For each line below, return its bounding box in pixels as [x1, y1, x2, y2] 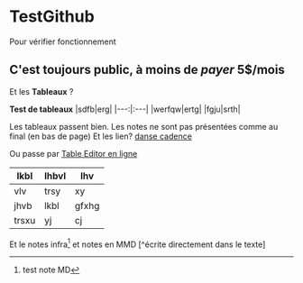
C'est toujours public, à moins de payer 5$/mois [9, 62, 286, 78]
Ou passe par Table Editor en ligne [9, 148, 138, 159]
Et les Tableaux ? [9, 86, 74, 96]
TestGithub [9, 6, 95, 27]
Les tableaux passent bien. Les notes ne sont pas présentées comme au [9, 121, 279, 132]
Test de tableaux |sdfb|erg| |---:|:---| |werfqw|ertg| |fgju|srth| [9, 104, 241, 114]
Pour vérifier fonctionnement [9, 36, 117, 47]
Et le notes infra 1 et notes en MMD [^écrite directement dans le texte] [9, 237, 266, 250]
